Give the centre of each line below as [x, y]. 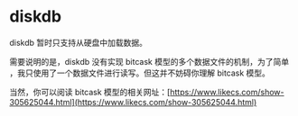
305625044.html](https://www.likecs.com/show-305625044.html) [133, 102]
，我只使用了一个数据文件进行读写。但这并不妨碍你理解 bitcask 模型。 [140, 73]
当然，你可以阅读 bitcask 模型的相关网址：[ [90, 92]
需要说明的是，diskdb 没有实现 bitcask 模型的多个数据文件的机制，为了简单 [149, 61]
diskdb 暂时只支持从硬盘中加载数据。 [78, 42]
